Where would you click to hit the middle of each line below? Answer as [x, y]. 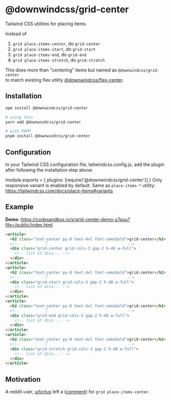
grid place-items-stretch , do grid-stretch [59, 60]
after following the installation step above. [49, 170]
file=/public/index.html [29, 225]
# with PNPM [18, 131]
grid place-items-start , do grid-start [54, 49]
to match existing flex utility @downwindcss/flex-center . [65, 80]
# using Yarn [19, 117]
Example [19, 207]
